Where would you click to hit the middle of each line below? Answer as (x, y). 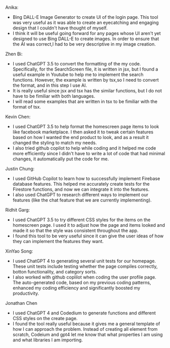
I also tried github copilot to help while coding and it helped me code (84, 148)
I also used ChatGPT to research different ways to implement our (80, 195)
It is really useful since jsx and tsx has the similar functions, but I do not (87, 91)
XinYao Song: (19, 251)
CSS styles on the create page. (45, 318)
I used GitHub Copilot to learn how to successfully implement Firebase (86, 179)
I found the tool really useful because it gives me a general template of (86, 324)
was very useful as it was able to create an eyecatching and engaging (86, 23)
